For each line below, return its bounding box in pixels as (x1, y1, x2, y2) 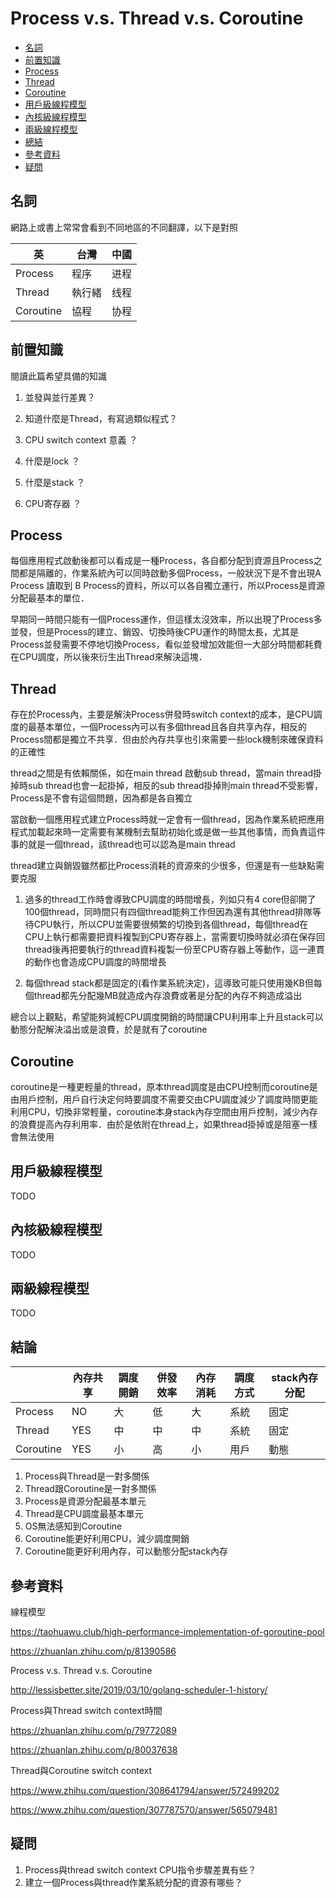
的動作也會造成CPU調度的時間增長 (24, 956, 167, 968)
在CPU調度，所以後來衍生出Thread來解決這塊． (10, 651, 208, 663)
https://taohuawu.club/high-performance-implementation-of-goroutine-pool (10, 1626, 325, 1638)
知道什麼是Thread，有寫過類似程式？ (24, 412, 178, 424)
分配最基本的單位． (10, 592, 90, 604)
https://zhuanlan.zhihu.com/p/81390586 (10, 1645, 177, 1657)
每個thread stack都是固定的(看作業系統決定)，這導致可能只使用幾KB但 (24, 977, 314, 989)
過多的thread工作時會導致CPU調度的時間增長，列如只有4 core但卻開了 (24, 893, 317, 906)
